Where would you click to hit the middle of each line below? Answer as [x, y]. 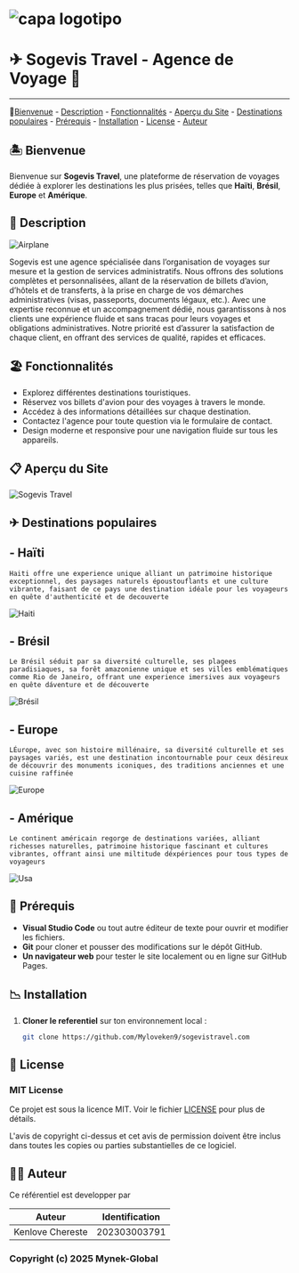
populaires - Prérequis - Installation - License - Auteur [108, 121]
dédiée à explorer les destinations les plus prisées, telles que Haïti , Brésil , [145, 185]
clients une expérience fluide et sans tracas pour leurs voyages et [130, 318]
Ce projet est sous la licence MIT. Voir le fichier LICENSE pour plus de [137, 1109]
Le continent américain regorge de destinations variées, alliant [135, 839]
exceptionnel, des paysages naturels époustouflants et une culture [139, 581]
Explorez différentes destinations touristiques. [106, 393]
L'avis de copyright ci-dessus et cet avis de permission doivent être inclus [145, 1136]
